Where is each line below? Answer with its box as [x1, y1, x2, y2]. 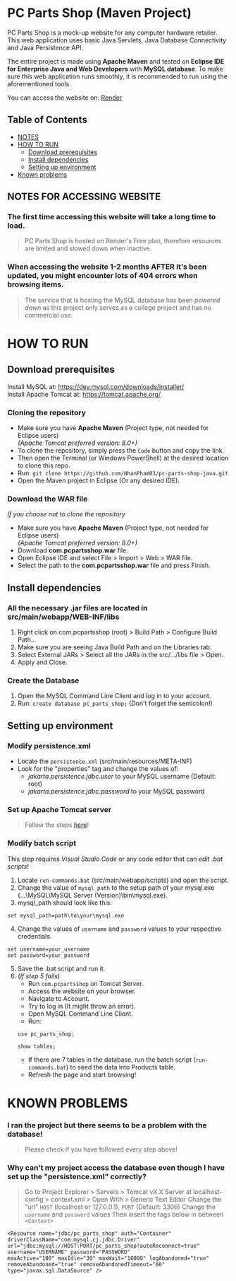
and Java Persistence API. [7, 43, 83, 52]
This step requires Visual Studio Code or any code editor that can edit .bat [7, 854, 223, 863]
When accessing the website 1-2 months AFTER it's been [7, 262, 207, 272]
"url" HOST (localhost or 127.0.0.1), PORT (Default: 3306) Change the [24, 1202, 216, 1211]
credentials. [17, 932, 52, 940]
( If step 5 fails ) [17, 971, 61, 980]
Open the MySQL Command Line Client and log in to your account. [17, 692, 211, 700]
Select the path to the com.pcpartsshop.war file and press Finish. [17, 561, 211, 570]
